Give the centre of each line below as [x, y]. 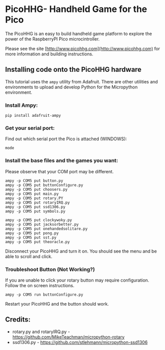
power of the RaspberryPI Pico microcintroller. [52, 39]
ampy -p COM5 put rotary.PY [34, 198]
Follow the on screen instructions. [40, 285]
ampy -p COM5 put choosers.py [37, 189]
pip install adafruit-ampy [33, 116]
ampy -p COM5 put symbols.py [35, 211]
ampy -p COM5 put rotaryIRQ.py [38, 202]
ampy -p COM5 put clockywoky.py [39, 220]
